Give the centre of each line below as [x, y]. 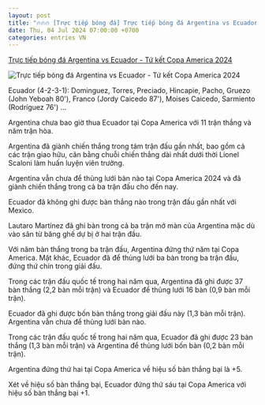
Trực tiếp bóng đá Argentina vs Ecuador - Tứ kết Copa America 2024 [120, 60]
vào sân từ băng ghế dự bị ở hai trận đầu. [75, 234]
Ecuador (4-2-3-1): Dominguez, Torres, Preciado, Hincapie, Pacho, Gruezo [129, 91]
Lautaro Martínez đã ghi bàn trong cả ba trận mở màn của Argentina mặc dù [131, 226]
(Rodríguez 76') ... [37, 107]
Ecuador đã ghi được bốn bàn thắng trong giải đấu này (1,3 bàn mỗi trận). [127, 313]
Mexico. [21, 211]
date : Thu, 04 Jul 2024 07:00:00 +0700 [74, 30]
